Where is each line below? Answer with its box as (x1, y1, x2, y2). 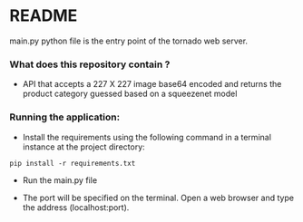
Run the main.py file (22, 174, 98, 186)
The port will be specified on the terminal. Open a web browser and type (22, 192, 295, 203)
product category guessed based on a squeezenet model (22, 88, 238, 100)
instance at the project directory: (22, 141, 145, 152)
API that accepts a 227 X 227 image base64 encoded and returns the (22, 79, 282, 90)
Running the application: (9, 111, 121, 123)
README (9, 5, 78, 26)
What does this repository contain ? (9, 58, 171, 71)
